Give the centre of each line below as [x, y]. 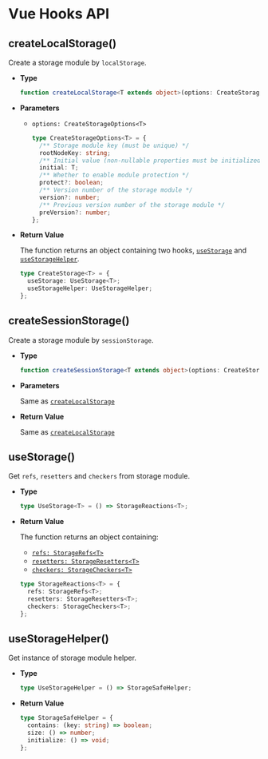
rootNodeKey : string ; [75, 153]
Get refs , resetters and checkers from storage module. [99, 476]
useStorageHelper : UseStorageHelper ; [90, 288]
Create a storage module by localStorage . [77, 62]
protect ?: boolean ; [71, 183]
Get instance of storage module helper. [73, 658]
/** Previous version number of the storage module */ [132, 205]
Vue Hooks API [59, 14]
